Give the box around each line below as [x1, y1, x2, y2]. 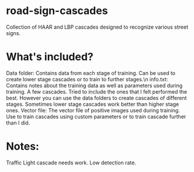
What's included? [6, 50, 93, 64]
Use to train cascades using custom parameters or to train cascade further [6, 113, 186, 120]
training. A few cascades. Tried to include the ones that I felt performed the [6, 88, 188, 95]
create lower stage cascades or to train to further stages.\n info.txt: [6, 75, 168, 82]
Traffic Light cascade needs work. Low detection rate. [6, 159, 136, 166]
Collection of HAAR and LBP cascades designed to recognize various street [6, 23, 189, 30]
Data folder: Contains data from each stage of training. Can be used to [6, 69, 176, 77]
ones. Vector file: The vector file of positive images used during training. [6, 106, 180, 113]
